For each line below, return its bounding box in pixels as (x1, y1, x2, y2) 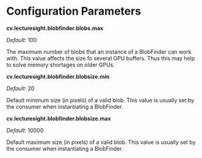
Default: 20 (6, 84, 35, 92)
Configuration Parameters (6, 4, 142, 18)
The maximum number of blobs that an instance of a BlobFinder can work (6, 48, 192, 56)
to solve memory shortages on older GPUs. (6, 61, 115, 68)
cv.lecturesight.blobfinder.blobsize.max (6, 115, 111, 122)
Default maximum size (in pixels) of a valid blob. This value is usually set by (6, 138, 196, 146)
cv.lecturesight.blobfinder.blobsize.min (6, 73, 110, 80)
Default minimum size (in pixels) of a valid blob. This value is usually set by (6, 96, 194, 104)
